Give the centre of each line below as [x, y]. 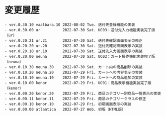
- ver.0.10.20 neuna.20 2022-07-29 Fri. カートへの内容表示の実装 [74, 72]
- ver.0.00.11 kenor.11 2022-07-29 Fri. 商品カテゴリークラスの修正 [76, 99]
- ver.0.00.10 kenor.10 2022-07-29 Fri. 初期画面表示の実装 [68, 104]
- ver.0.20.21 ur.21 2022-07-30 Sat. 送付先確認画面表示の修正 [74, 40]
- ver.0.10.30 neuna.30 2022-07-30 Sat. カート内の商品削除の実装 [74, 67]
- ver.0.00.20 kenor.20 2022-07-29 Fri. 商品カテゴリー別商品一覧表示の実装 [83, 93]
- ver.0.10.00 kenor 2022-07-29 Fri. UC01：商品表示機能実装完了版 [78, 83]
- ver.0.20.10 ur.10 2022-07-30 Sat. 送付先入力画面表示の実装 [74, 51]
